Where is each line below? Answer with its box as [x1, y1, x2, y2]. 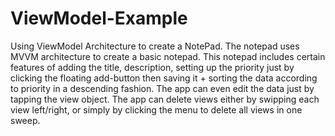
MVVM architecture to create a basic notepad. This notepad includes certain [10, 50, 326, 62]
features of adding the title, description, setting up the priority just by [10, 61, 295, 73]
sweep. [10, 114, 41, 126]
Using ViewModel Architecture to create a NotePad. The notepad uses [10, 40, 300, 52]
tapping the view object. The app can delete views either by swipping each [10, 93, 320, 105]
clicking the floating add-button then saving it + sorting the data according [10, 72, 318, 84]
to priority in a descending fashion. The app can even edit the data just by [10, 82, 315, 94]
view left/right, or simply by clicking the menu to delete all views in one [10, 103, 303, 116]
